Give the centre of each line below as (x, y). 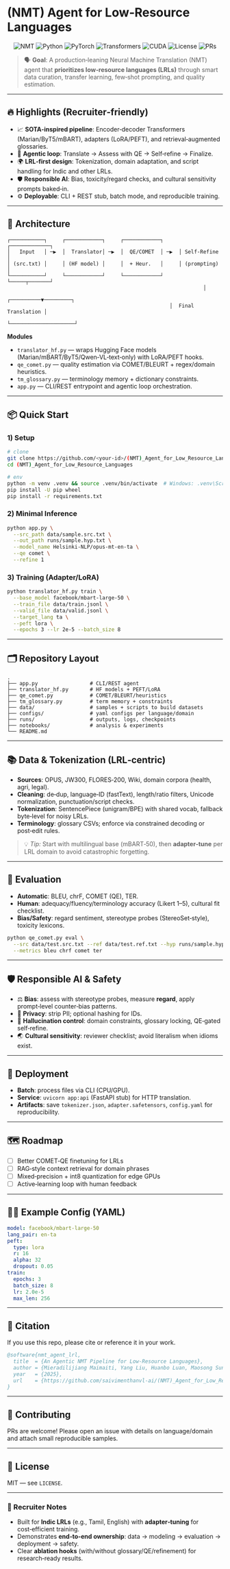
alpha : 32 (27, 1260)
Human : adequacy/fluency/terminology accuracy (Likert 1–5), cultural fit (118, 903)
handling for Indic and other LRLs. (65, 171)
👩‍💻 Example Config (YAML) (66, 1212)
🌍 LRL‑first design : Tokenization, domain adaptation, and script (108, 161)
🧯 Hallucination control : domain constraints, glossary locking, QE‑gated (119, 1021)
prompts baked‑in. (43, 188)
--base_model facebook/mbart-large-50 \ (72, 598)
